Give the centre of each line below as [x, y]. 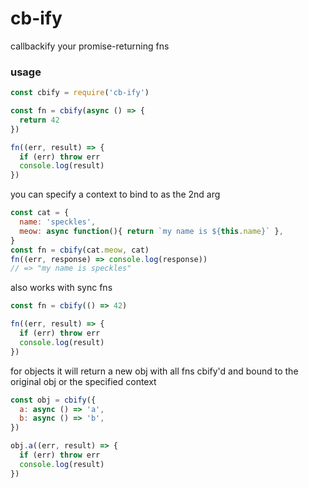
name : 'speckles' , [58, 222]
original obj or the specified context [83, 381]
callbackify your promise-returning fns [90, 46]
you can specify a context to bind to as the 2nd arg [115, 194]
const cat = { [40, 213]
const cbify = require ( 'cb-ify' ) [80, 93]
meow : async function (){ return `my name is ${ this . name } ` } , [151, 231]
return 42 [39, 120]
